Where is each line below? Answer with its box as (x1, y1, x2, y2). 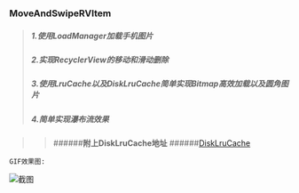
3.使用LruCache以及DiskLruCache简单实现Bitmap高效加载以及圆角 (30, 78, 281, 89)
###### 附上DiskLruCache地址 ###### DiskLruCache (52, 138, 251, 149)
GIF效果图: (9, 157, 46, 166)
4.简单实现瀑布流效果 (30, 114, 109, 125)
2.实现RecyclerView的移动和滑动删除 (30, 54, 169, 65)
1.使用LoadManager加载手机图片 (30, 30, 153, 41)
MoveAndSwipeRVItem (9, 7, 112, 20)
